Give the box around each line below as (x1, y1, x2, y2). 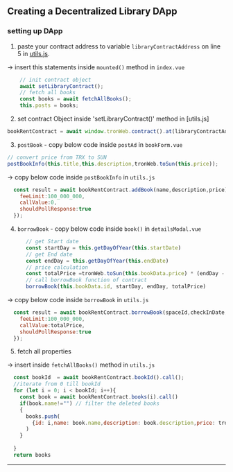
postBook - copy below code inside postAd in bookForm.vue (17, 140, 183, 148)
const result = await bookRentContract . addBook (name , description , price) (13, 186, 228, 193)
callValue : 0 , (19, 199, 58, 207)
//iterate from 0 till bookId (13, 381, 101, 387)
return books (13, 451, 51, 458)
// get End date (25, 251, 73, 258)
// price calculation (25, 263, 89, 271)
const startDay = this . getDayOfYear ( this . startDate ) (25, 244, 182, 252)
